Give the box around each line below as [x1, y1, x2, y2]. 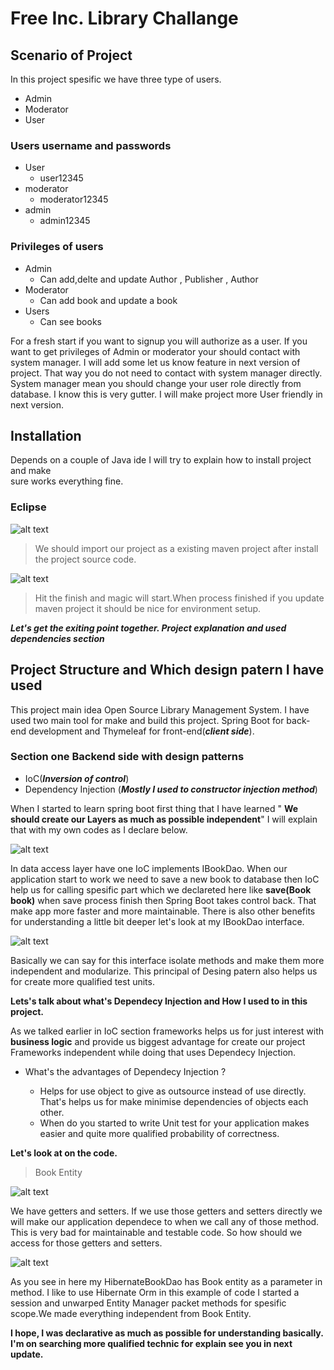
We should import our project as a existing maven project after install [34, 542, 319, 554]
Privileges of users [10, 240, 104, 254]
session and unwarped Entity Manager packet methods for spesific [10, 1297, 287, 1309]
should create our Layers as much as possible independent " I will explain [10, 813, 318, 825]
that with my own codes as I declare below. [10, 823, 188, 836]
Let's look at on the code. [10, 1147, 118, 1159]
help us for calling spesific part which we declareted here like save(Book [10, 883, 312, 896]
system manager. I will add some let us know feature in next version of [10, 356, 301, 368]
